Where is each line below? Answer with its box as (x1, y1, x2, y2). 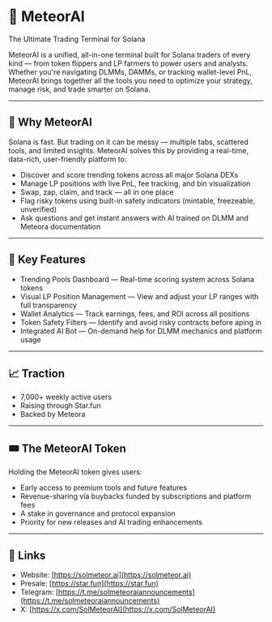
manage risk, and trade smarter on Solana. (8, 84, 151, 94)
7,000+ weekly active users (19, 393, 112, 402)
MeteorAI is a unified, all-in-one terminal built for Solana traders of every (8, 49, 251, 59)
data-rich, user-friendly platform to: (8, 154, 127, 164)
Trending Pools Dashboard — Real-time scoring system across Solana (19, 274, 255, 284)
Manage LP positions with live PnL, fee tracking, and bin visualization (19, 178, 251, 188)
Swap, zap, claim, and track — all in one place (19, 187, 174, 197)
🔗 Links (8, 548, 46, 562)
